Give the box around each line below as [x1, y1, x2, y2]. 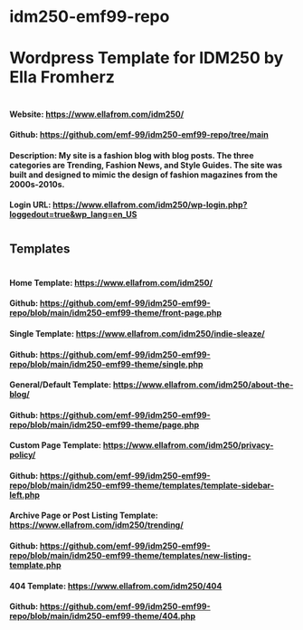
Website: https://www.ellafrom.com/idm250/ [9, 109, 185, 119]
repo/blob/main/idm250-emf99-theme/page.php [9, 419, 200, 430]
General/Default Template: [9, 379, 111, 390]
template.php [9, 559, 62, 571]
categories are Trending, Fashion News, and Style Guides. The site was [9, 159, 283, 170]
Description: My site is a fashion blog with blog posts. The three [9, 149, 255, 160]
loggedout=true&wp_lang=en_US [9, 209, 137, 220]
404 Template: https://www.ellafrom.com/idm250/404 [9, 580, 223, 591]
